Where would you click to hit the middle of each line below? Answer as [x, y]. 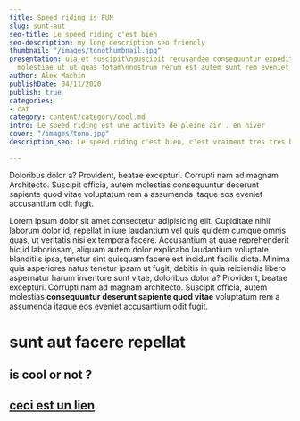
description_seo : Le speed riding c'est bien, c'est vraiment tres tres [147, 142]
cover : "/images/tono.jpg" [59, 134]
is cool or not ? [50, 375]
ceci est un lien [52, 405]
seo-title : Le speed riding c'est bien [83, 34]
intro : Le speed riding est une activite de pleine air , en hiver [137, 126]
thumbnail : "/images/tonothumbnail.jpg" [86, 51]
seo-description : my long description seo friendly [107, 42]
